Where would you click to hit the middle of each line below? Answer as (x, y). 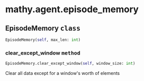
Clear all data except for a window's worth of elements (63, 73)
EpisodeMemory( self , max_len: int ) (43, 40)
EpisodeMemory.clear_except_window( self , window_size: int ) (70, 64)
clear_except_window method (43, 53)
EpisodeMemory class (43, 28)
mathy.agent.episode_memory (72, 9)
